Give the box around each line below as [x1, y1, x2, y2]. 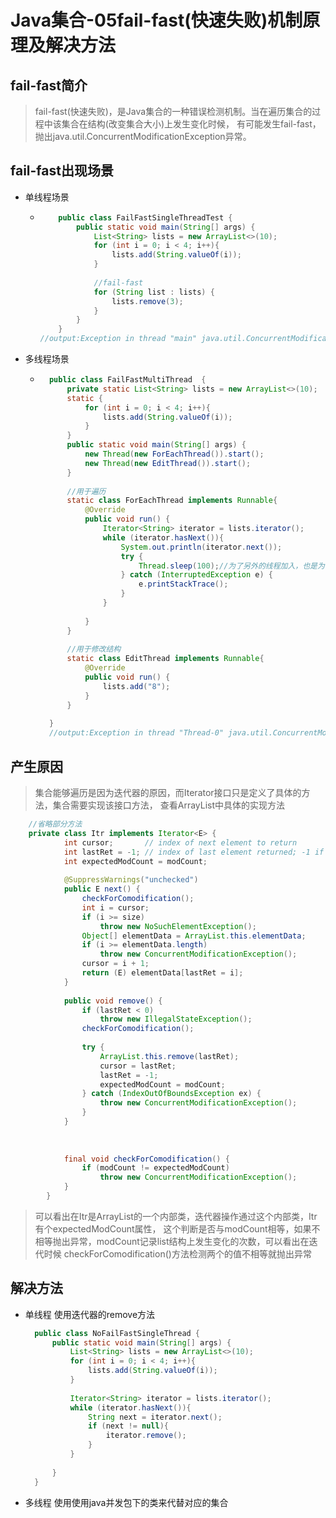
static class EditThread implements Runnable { [66, 654, 265, 664]
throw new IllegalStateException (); [99, 1014, 253, 1025]
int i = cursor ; [81, 902, 150, 913]
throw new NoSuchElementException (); [99, 921, 257, 931]
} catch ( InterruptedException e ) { [120, 570, 273, 580]
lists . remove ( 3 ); [111, 296, 184, 306]
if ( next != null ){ [88, 1421, 169, 1431]
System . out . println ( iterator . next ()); [120, 542, 283, 552]
